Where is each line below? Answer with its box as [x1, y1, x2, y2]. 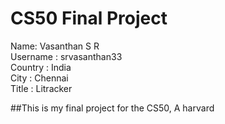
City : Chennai [10, 72, 69, 84]
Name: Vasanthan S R [10, 40, 100, 52]
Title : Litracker [10, 82, 73, 94]
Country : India [10, 61, 72, 73]
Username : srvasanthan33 [10, 50, 123, 62]
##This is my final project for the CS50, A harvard [10, 102, 215, 114]
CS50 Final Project [10, 7, 168, 30]
